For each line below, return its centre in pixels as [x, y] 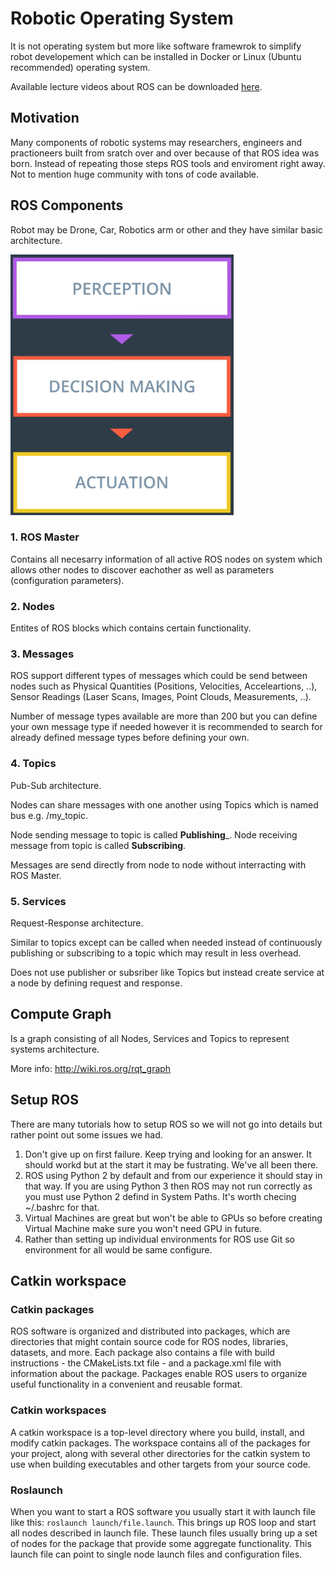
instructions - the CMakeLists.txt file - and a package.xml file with [146, 1363]
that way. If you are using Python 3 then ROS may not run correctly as [168, 1186]
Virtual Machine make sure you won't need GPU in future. [143, 1228]
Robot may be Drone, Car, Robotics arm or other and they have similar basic [166, 229]
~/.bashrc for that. [62, 1207]
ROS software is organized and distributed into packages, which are [150, 1331]
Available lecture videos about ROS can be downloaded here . [136, 86]
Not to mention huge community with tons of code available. [135, 174]
